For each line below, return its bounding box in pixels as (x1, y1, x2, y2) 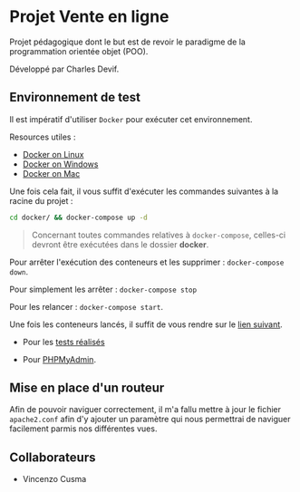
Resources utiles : (9, 131, 76, 142)
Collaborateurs (9, 449, 96, 465)
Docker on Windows (22, 159, 99, 169)
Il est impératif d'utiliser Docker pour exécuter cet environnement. (9, 113, 253, 124)
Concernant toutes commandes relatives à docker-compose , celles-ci (31, 229, 286, 240)
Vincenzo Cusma (22, 474, 87, 485)
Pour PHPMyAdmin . (22, 353, 97, 364)
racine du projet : (9, 195, 73, 206)
